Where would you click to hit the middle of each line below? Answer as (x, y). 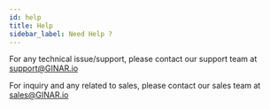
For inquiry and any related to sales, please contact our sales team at (135, 86)
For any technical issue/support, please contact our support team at (133, 59)
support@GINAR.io (44, 68)
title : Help (31, 26)
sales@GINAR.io (39, 95)
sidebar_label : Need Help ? (61, 34)
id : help (25, 17)
